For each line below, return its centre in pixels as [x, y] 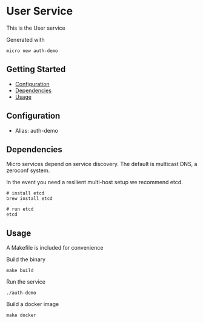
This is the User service [36, 28]
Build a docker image [33, 304]
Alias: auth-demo [37, 130]
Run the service [26, 282]
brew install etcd [29, 199]
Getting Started [36, 69]
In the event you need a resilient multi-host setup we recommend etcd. [95, 182]
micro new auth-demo [32, 51]
